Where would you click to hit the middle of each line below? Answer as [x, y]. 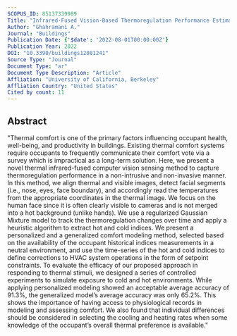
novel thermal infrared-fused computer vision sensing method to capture [114, 168]
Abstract [27, 121]
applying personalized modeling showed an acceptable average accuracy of [118, 287]
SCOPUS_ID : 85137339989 [42, 14]
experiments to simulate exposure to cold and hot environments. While [110, 280]
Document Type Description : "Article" [64, 73]
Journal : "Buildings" [39, 33]
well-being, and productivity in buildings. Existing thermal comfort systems [116, 145]
